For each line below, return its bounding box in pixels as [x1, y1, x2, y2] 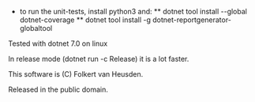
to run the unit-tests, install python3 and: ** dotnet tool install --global [19, 7, 247, 16]
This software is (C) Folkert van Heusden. [8, 70, 144, 78]
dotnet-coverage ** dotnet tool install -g [19, 15, 152, 25]
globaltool [19, 24, 53, 32]
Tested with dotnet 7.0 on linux [8, 39, 108, 48]
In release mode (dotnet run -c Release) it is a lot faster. [8, 55, 189, 63]
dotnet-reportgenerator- [152, 15, 231, 25]
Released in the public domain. [8, 85, 109, 94]
